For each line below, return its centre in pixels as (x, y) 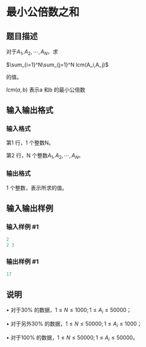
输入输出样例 (30, 208)
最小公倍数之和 (43, 12)
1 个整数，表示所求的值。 (37, 188)
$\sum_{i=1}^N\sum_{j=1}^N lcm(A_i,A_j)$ (58, 65)
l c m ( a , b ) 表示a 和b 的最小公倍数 (46, 90)
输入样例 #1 (22, 226)
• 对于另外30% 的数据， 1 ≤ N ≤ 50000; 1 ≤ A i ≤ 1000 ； (74, 324)
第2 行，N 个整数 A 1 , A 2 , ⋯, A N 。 (45, 156)
